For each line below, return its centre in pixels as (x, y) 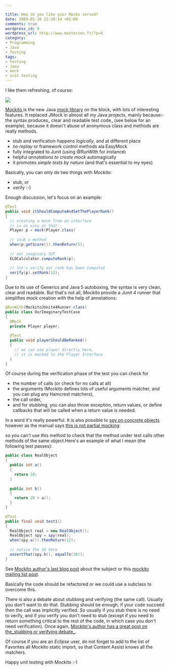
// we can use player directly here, (54, 350)
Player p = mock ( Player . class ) (43, 230)
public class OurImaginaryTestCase (43, 312)
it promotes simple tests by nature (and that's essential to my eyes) (82, 162)
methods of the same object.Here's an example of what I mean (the (75, 441)
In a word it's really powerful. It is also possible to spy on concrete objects (82, 420)
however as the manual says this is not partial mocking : (63, 426)
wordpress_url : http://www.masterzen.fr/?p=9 (54, 33)
